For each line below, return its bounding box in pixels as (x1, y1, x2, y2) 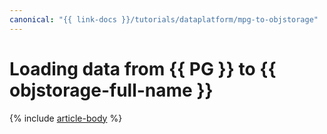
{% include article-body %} (9, 112, 123, 124)
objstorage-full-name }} (9, 79, 214, 101)
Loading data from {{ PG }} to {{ (9, 57, 277, 80)
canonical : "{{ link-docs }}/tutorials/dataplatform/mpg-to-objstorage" (9, 14, 319, 25)
